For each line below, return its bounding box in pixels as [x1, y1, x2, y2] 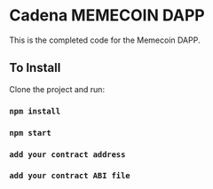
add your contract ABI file [9, 170, 130, 181]
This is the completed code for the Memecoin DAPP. [9, 35, 201, 45]
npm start [9, 128, 51, 138]
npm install [9, 106, 61, 116]
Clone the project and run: [9, 83, 105, 94]
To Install [9, 60, 61, 75]
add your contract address [9, 149, 126, 160]
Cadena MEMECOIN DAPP [9, 5, 206, 26]
